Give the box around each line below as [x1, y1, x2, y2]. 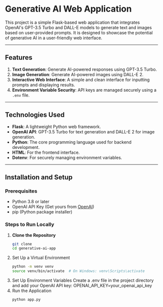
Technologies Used [5, 111, 65, 119]
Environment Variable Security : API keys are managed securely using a [12, 87, 157, 93]
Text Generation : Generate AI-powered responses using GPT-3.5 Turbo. [12, 66, 157, 72]
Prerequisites [5, 188, 37, 194]
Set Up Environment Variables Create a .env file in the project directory [12, 277, 154, 283]
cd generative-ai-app [12, 246, 56, 251]
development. [12, 144, 40, 150]
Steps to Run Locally [5, 221, 54, 228]
